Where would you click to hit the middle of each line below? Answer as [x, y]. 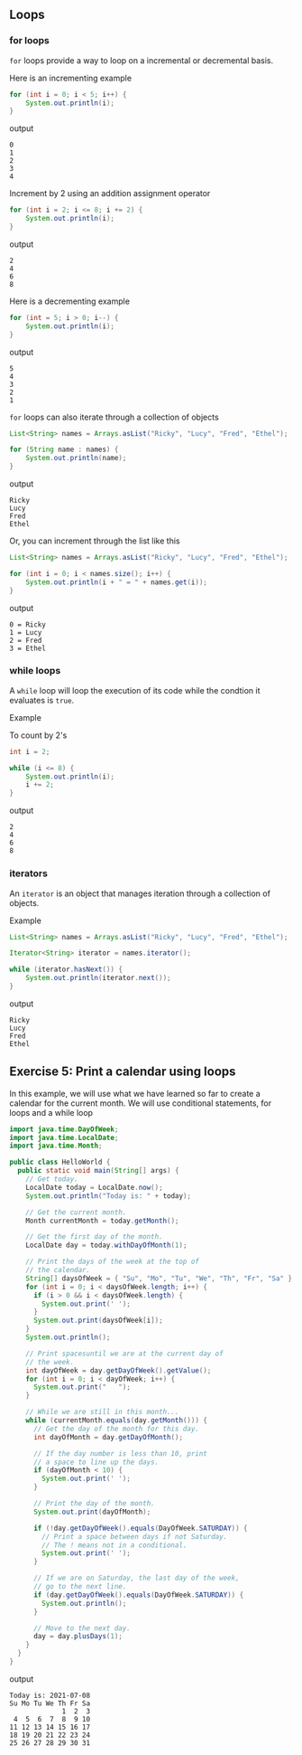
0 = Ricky [28, 624]
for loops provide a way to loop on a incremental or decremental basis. [141, 60]
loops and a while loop [51, 1112]
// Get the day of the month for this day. [116, 1429]
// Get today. [52, 1179]
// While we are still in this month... [102, 1412]
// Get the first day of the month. [95, 1237]
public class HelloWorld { [60, 1162]
